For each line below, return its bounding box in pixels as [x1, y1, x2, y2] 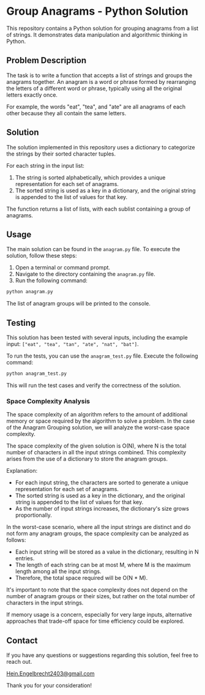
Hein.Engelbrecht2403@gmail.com [6, 670, 95, 677]
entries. [15, 555, 35, 562]
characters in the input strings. [6, 599, 84, 607]
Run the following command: [15, 277, 88, 284]
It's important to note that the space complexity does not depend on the [6, 586, 188, 593]
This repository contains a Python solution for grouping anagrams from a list [6, 24, 199, 32]
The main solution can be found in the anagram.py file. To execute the [6, 246, 181, 253]
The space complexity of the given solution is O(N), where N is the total [6, 442, 187, 449]
